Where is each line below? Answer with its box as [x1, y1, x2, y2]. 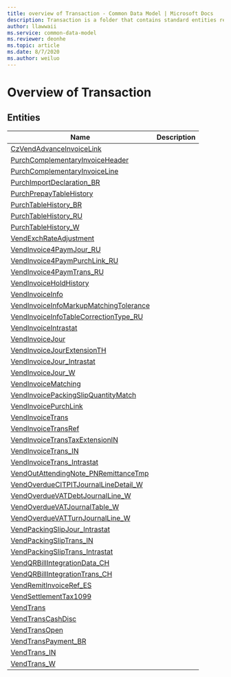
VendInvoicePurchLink [10, 401, 84, 410]
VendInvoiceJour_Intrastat [10, 356, 96, 366]
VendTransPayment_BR [10, 636, 87, 646]
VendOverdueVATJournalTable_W [10, 502, 120, 512]
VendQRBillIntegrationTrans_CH [10, 569, 113, 579]
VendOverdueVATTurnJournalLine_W [10, 513, 131, 523]
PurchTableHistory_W [10, 222, 80, 231]
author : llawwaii [7, 23, 57, 30]
